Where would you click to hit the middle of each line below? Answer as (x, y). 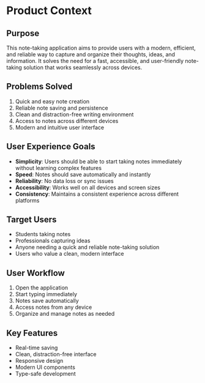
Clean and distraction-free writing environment (74, 114)
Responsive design (39, 361)
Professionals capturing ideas (53, 241)
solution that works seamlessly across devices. (83, 67)
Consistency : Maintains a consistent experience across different (97, 194)
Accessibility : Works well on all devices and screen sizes (88, 187)
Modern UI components (45, 367)
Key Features (32, 333)
